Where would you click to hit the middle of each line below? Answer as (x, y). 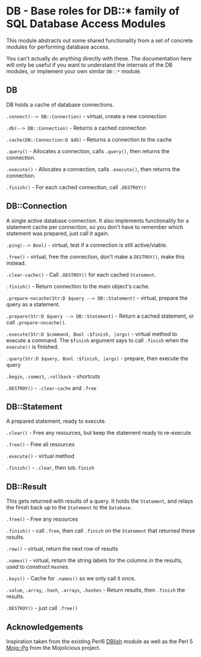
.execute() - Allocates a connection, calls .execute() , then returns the (93, 169)
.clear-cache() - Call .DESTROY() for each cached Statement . (81, 274)
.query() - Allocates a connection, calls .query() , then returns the (88, 151)
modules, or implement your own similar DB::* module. (74, 71)
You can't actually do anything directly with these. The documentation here (99, 58)
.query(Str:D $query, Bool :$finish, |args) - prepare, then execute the (97, 358)
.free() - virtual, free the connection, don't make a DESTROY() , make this (95, 256)
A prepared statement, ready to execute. (56, 421)
